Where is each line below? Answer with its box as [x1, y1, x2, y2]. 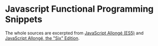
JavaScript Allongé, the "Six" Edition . [5, 35, 80, 41]
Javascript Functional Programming [5, 3, 154, 15]
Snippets [5, 14, 43, 25]
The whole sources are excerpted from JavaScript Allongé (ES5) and [5, 30, 144, 36]
